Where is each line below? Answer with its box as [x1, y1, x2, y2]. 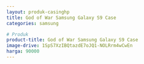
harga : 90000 [6, 48, 40, 55]
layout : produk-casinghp [6, 9, 70, 15]
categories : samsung [6, 20, 59, 26]
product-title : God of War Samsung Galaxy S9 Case [6, 37, 138, 43]
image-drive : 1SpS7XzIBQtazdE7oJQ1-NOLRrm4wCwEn [6, 43, 133, 49]
